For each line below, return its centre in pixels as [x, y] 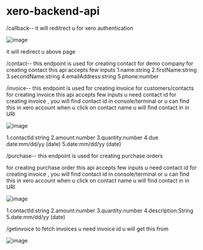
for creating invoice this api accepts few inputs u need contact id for [92, 94]
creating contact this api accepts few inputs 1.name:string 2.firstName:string [101, 70]
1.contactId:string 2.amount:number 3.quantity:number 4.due [82, 137]
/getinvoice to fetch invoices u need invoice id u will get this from [87, 229]
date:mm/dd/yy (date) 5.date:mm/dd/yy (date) [64, 144]
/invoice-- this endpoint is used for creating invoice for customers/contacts [100, 88]
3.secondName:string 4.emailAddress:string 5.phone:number [83, 76]
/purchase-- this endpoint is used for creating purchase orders [85, 156]
